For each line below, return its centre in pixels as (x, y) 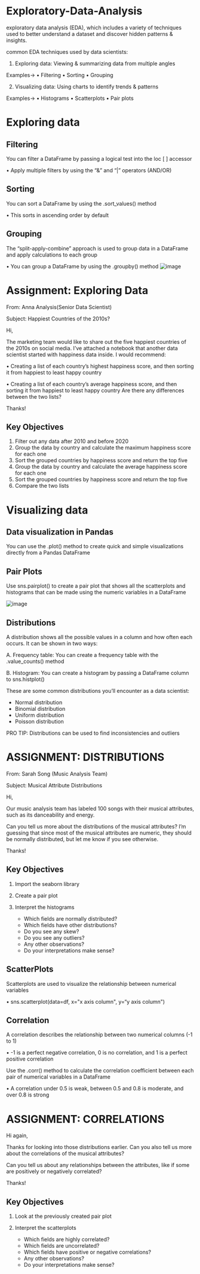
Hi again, (17, 1136)
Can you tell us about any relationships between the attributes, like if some (98, 1165)
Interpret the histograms (44, 907)
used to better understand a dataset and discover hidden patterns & (90, 33)
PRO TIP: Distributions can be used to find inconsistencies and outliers (93, 733)
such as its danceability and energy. (50, 815)
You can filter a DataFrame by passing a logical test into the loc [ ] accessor (99, 158)
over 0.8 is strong (28, 1095)
